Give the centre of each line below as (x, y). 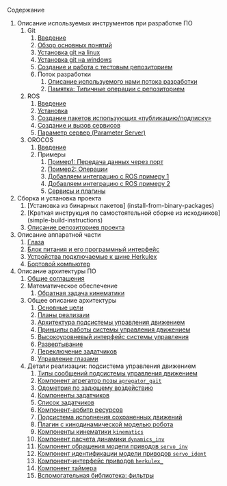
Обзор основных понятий (75, 45)
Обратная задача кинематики (81, 293)
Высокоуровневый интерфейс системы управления (113, 337)
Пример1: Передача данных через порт (106, 162)
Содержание (26, 10)
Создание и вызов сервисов (79, 125)
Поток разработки (64, 74)
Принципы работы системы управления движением (114, 329)
